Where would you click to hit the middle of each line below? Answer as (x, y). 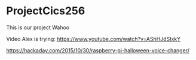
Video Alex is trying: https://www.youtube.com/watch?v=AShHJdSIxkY (94, 39)
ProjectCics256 (46, 11)
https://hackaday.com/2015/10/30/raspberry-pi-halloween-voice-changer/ (98, 50)
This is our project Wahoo (38, 27)
